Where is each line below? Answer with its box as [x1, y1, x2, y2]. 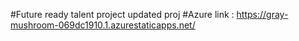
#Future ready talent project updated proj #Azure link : [10, 9, 235, 20]
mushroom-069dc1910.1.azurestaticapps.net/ [10, 19, 196, 31]
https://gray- [236, 9, 289, 20]
